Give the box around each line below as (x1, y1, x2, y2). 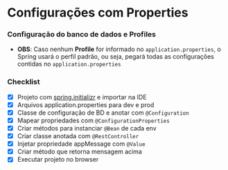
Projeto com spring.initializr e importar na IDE (17, 93, 147, 101)
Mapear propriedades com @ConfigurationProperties (17, 116, 170, 124)
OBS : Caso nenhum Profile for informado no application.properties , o (17, 45, 222, 53)
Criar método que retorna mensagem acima (17, 147, 142, 156)
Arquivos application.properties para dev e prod (17, 100, 155, 108)
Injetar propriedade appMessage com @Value (17, 140, 146, 148)
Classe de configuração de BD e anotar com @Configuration (17, 108, 189, 117)
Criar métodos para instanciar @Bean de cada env (17, 124, 157, 133)
